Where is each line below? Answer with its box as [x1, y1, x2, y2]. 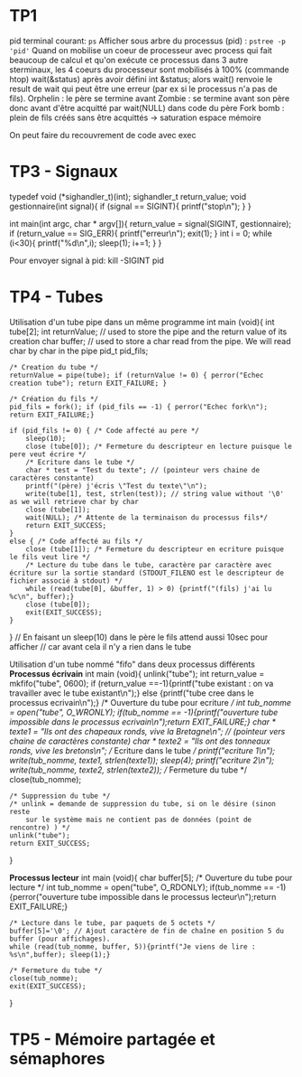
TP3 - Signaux [9, 162, 119, 182]
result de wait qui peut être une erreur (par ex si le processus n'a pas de [9, 83, 278, 94]
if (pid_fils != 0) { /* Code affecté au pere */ [9, 426, 200, 435]
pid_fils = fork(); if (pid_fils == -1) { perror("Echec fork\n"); [9, 402, 269, 411]
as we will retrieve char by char [9, 497, 140, 506]
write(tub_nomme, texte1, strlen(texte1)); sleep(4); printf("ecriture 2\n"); [9, 754, 275, 765]
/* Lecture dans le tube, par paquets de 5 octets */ [9, 918, 216, 927]
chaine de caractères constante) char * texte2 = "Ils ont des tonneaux [9, 735, 270, 746]
